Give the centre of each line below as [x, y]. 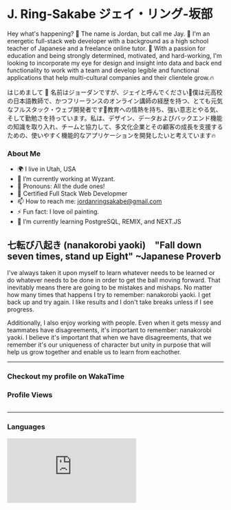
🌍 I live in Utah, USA [46, 169]
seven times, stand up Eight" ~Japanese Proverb [114, 256]
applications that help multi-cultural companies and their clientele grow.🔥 [111, 77]
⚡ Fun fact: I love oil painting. [58, 212]
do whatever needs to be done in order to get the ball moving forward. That [114, 280]
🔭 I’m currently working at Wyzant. [66, 179]
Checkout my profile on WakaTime [66, 376]
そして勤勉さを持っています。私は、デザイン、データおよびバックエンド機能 [115, 118]
